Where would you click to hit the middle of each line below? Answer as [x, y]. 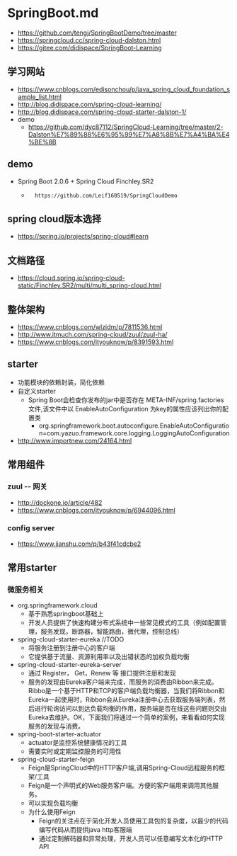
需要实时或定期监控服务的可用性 [75, 751]
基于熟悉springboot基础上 [66, 614]
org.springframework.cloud [57, 605]
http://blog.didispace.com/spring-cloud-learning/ [89, 104]
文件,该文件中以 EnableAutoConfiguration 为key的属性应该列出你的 [125, 409]
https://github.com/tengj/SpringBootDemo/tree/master [97, 33]
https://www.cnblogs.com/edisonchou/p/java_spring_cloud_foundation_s [124, 89]
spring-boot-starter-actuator [59, 734]
